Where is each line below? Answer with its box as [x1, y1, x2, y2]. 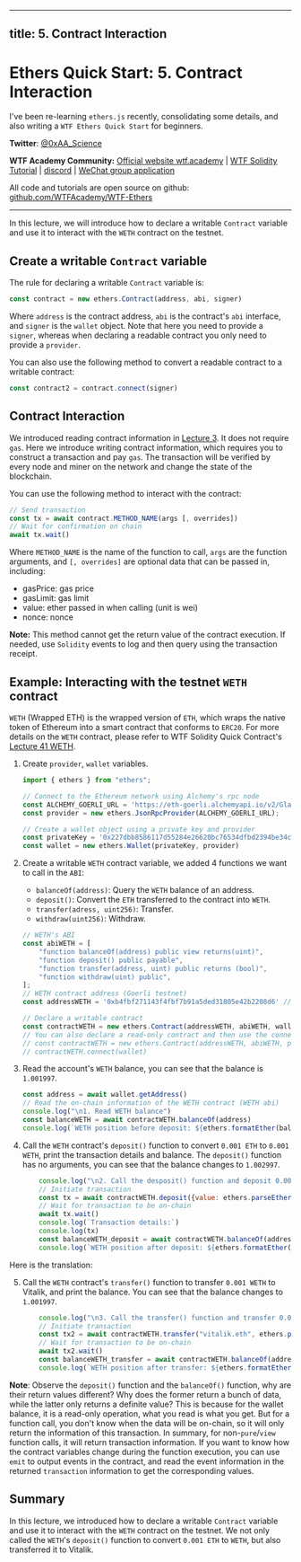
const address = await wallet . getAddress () [21, 1090, 188, 1099]
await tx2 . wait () [39, 1346, 104, 1356]
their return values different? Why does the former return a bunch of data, [9, 1389, 282, 1399]
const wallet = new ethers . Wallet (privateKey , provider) [21, 842, 240, 851]
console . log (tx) [39, 1227, 99, 1236]
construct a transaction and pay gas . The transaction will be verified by [9, 451, 271, 463]
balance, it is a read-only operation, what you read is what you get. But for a [9, 1408, 290, 1419]
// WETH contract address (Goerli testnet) [21, 989, 188, 998]
